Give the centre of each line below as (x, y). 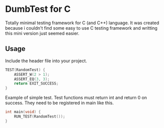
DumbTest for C (38, 9)
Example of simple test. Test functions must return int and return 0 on (76, 98)
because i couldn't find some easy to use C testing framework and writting (81, 28)
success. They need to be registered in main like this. (59, 103)
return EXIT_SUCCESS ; (36, 84)
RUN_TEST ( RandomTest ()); (40, 117)
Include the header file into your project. (46, 61)
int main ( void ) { (23, 112)
